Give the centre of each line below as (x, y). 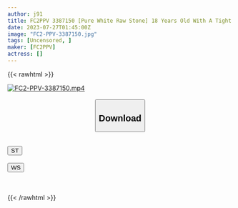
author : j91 (25, 14)
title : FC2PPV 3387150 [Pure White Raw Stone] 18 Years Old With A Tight (120, 21)
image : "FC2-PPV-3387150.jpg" (53, 34)
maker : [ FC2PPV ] (31, 47)
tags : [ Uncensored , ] (40, 41)
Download (120, 118)
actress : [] (25, 54)
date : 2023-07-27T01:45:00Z (49, 27)
